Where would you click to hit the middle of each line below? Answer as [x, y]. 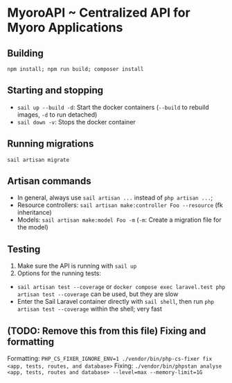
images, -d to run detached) [57, 114]
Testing [24, 249]
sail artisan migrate [38, 160]
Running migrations [51, 144]
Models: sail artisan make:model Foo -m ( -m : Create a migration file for [119, 220]
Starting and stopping [55, 91]
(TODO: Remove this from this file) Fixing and [107, 331]
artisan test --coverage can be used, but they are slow [98, 294]
